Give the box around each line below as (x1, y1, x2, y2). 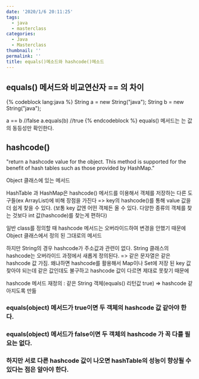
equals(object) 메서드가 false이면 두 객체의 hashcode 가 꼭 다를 (6, 329, 184, 338)
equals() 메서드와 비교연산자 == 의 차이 (6, 82, 144, 93)
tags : (6, 14, 20, 20)
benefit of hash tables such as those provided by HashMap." (6, 165, 155, 172)
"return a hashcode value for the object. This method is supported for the (6, 158, 186, 165)
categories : (6, 31, 36, 37)
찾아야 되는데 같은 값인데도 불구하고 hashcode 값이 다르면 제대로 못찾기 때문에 (6, 267, 189, 275)
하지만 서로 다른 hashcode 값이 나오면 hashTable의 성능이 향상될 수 (6, 356, 192, 365)
